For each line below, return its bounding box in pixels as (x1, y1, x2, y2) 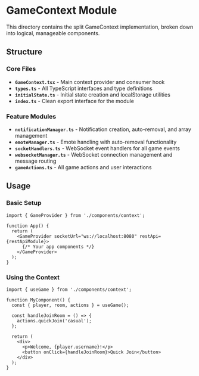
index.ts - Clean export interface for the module (14, 97, 134, 104)
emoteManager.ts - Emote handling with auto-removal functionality (14, 138, 177, 145)
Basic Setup (6, 199, 42, 207)
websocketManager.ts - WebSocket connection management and (14, 151, 173, 158)
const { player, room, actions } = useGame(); (11, 302, 129, 308)
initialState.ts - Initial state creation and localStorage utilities (14, 91, 171, 98)
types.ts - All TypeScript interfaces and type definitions (14, 85, 153, 92)
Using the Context (6, 273, 60, 281)
